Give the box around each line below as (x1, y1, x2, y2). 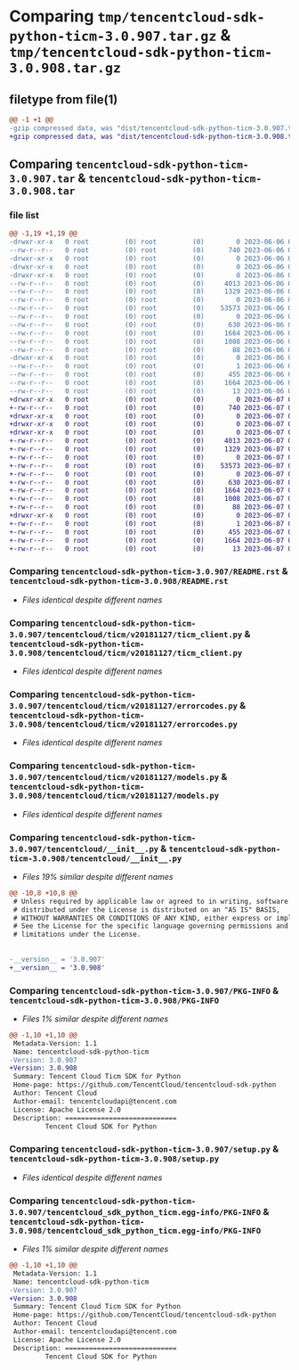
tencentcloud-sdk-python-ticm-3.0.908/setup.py (9, 1154, 220, 1164)
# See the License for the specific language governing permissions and (12, 922, 289, 931)
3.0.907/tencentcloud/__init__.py (9, 844, 158, 854)
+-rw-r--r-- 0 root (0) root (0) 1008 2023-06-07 (9, 495, 285, 504)
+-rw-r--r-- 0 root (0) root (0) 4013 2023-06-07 (9, 437, 285, 446)
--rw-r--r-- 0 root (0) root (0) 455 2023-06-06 (9, 370, 285, 380)
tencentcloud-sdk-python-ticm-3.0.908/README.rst (9, 577, 229, 587)
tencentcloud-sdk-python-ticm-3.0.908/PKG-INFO (9, 996, 220, 1005)
